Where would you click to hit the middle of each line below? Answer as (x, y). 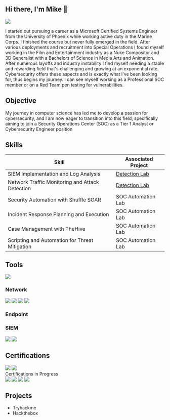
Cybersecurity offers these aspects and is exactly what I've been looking (81, 74)
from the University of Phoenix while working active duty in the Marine (79, 36)
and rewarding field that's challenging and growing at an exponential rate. (82, 68)
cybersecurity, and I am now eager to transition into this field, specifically (82, 118)
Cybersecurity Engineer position (39, 129)
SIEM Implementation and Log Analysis (54, 174)
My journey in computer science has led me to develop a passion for (77, 113)
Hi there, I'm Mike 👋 (36, 9)
